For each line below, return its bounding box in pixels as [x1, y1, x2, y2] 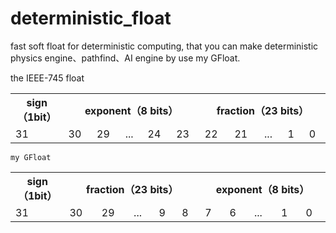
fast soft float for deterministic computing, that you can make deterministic [10, 40, 319, 52]
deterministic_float [10, 7, 172, 30]
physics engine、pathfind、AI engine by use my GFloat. [10, 52, 241, 64]
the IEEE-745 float [10, 72, 85, 84]
